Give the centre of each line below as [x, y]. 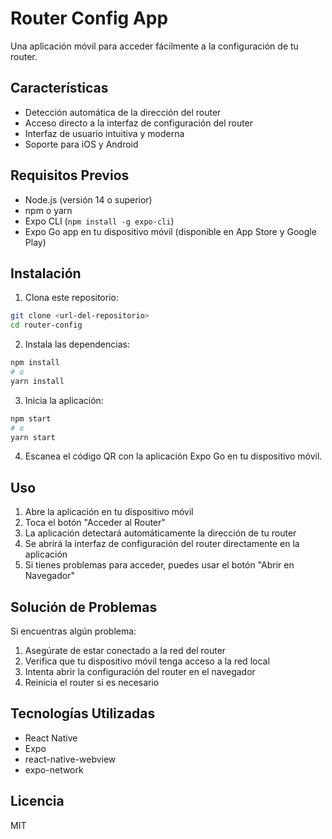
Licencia [37, 801]
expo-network [54, 769]
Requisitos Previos [70, 175]
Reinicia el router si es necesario [92, 682]
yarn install [37, 381]
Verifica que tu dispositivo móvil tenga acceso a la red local [147, 661]
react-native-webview [70, 759]
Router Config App [89, 18]
